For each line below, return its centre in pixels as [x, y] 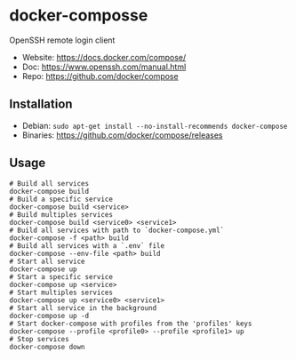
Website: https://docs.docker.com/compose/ [104, 57]
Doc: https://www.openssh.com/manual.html [104, 67]
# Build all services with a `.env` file [87, 245]
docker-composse [79, 16]
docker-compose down [48, 347]
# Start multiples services [61, 292]
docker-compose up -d [49, 316]
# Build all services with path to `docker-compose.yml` [117, 230]
